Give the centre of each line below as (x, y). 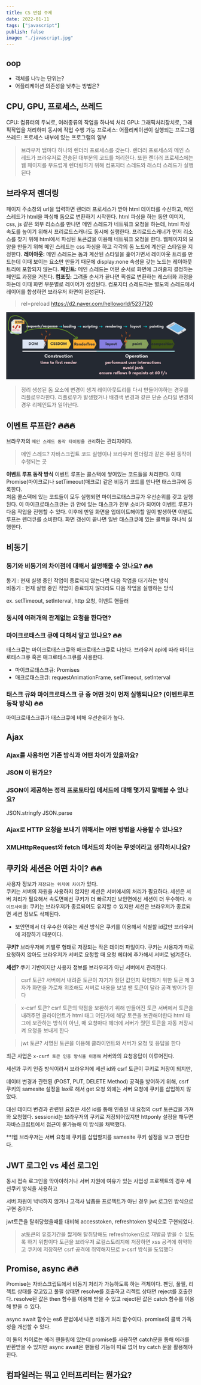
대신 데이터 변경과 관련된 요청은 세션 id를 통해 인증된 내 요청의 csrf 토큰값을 (95, 1109)
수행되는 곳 (34, 461)
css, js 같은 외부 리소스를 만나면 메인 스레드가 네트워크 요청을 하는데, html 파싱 (98, 224)
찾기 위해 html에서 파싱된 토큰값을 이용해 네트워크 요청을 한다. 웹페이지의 (102, 239)
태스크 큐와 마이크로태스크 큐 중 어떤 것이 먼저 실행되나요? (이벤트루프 (100, 694)
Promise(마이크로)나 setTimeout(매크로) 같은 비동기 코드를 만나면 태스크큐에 (96, 482)
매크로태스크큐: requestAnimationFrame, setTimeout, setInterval (92, 677)
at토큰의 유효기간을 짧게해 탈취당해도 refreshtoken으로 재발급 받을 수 (102, 1234)
